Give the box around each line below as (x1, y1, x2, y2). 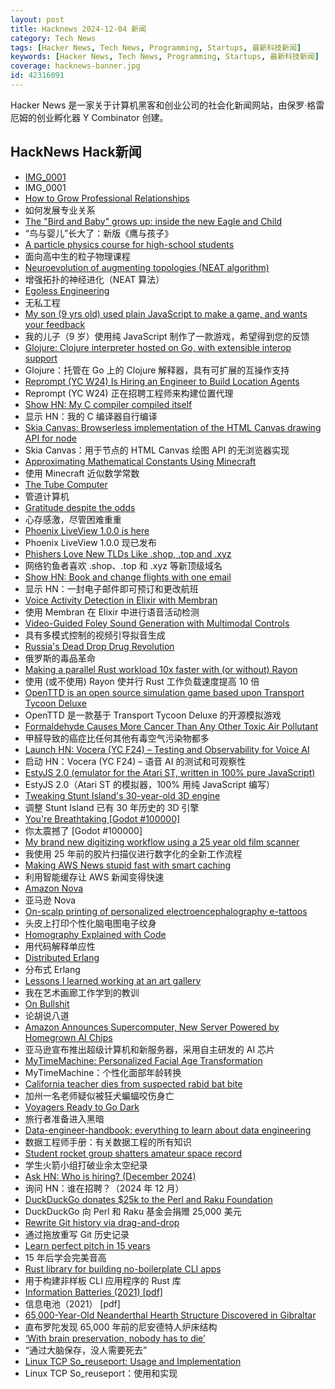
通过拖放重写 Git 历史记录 (24, 1228, 130, 1240)
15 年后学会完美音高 (24, 1251, 107, 1263)
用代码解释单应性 (24, 940, 96, 952)
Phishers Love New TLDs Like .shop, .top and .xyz (24, 547, 232, 560)
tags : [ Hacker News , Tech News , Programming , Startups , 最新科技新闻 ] (10, 42, 302, 53)
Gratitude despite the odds (24, 501, 136, 513)
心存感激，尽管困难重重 (24, 513, 122, 525)
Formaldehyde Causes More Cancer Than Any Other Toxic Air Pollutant (24, 720, 318, 732)
